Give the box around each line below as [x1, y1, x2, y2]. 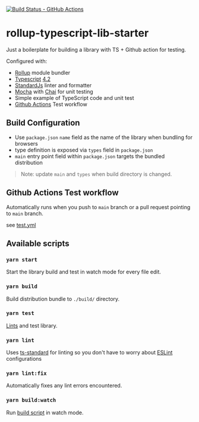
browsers [14, 140, 39, 147]
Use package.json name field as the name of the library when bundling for [14, 134, 193, 141]
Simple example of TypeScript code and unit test [14, 94, 135, 101]
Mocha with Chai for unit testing [14, 88, 93, 95]
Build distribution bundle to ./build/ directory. [6, 295, 120, 303]
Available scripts [6, 238, 70, 248]
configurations [6, 355, 42, 363]
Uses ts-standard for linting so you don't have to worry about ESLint [6, 349, 173, 356]
